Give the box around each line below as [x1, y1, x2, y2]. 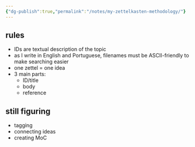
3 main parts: [13, 71, 46, 78]
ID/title [22, 77, 39, 84]
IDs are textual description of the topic [13, 46, 106, 53]
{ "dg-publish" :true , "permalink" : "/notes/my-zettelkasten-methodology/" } [5, 8, 186, 15]
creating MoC [13, 134, 47, 141]
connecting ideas [13, 128, 56, 135]
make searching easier [13, 58, 69, 65]
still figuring [5, 106, 51, 116]
